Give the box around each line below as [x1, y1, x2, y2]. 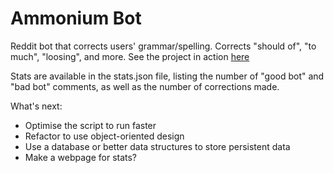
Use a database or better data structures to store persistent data [24, 140, 291, 152]
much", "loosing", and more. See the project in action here [10, 50, 250, 62]
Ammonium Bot [10, 7, 142, 30]
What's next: [10, 100, 63, 112]
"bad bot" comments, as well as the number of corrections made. [10, 80, 280, 92]
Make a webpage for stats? [24, 151, 138, 163]
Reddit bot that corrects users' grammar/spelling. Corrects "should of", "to [10, 40, 317, 52]
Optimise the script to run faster [24, 119, 157, 131]
